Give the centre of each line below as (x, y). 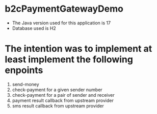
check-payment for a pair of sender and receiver (63, 95)
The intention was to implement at (78, 49)
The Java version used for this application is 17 (61, 23)
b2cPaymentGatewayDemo (64, 9)
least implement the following (69, 60)
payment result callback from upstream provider (63, 100)
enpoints (24, 70)
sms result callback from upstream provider (58, 106)
